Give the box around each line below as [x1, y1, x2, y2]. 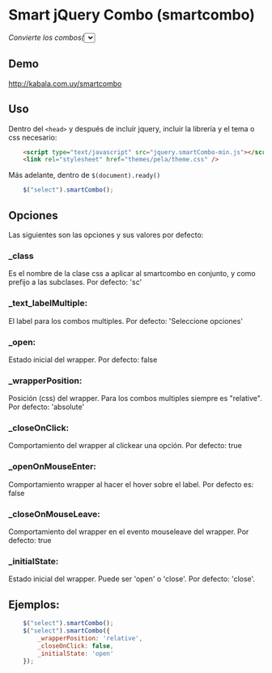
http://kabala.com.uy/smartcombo [8, 79, 122, 88]
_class [8, 250, 34, 261]
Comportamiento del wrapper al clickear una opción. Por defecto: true [8, 441, 243, 451]
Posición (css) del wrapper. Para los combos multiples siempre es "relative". [8, 394, 262, 403]
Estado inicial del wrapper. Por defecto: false [8, 355, 158, 365]
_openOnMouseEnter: [8, 461, 97, 472]
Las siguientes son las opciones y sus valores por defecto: [8, 230, 204, 239]
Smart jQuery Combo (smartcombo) [8, 6, 255, 24]
